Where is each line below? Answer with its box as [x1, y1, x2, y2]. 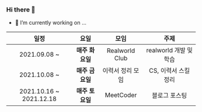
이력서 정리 [102, 66, 132, 75]
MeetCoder [105, 91, 137, 99]
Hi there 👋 [6, 5, 36, 14]
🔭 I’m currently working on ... [14, 19, 87, 26]
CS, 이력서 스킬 [148, 66, 191, 75]
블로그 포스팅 [151, 92, 188, 100]
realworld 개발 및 [146, 46, 193, 55]
